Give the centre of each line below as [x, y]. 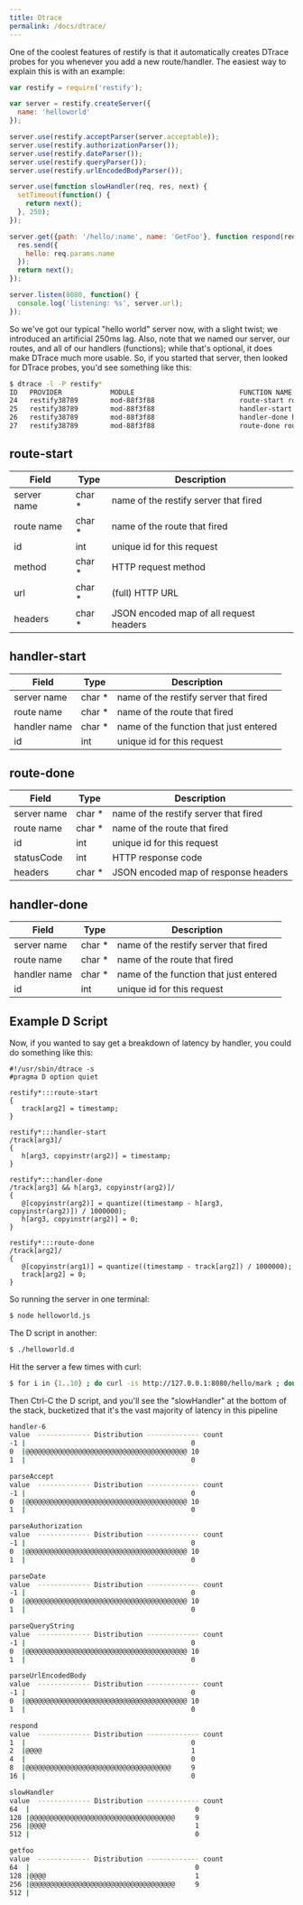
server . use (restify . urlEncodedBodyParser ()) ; [96, 171]
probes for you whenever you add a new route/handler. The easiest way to [148, 61]
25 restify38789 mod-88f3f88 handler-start [151, 409]
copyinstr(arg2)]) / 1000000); [68, 1211]
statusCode [38, 858]
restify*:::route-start [54, 1092]
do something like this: [51, 1052]
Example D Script [59, 1021]
